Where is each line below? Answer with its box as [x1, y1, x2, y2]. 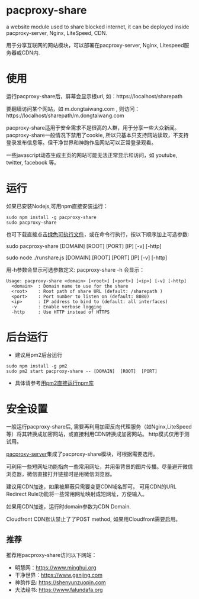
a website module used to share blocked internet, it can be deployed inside [6, 23, 190, 30]
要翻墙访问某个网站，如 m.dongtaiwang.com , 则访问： [6, 105, 140, 112]
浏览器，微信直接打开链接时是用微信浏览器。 [6, 470, 115, 477]
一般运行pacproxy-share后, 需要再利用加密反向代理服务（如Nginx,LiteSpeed [6, 423, 192, 430]
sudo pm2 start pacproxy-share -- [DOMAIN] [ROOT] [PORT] [6, 368, 158, 374]
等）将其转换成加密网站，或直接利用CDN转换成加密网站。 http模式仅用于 [6, 430, 185, 437]
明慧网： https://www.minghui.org [14, 563, 97, 571]
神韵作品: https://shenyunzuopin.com [14, 578, 106, 586]
